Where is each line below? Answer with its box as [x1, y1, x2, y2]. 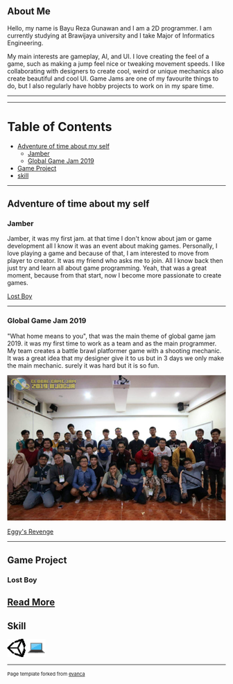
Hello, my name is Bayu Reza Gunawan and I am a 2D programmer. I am [7, 24, 212, 32]
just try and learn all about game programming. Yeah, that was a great [7, 264, 207, 273]
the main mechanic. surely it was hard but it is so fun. [7, 361, 159, 370]
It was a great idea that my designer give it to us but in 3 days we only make [7, 354, 224, 362]
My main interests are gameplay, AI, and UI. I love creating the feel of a [7, 52, 209, 60]
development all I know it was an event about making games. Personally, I [7, 242, 218, 250]
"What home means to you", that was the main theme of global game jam [7, 332, 216, 340]
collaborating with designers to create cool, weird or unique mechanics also [7, 67, 224, 75]
